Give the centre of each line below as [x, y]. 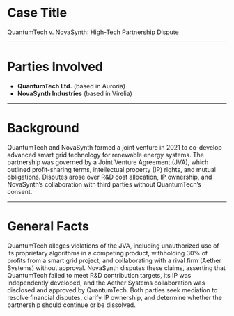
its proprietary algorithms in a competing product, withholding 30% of [108, 253]
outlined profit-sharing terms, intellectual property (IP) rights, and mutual [111, 169]
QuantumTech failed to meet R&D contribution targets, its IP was [99, 275]
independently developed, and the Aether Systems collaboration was [106, 283]
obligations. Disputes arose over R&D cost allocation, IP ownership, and [110, 177]
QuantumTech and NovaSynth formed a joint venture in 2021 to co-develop [115, 147]
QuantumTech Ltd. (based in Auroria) [71, 86]
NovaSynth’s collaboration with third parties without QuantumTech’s [104, 184]
